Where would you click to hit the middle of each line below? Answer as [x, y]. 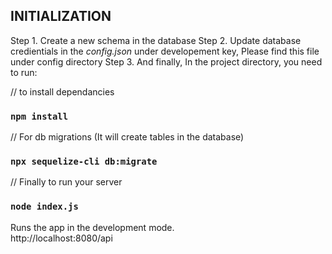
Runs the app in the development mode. [92, 227]
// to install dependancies [62, 91]
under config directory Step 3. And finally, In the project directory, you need [166, 61]
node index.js [44, 207]
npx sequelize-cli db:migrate [84, 162]
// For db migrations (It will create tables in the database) [127, 137]
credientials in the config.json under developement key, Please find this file [165, 51]
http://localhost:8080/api [61, 238]
